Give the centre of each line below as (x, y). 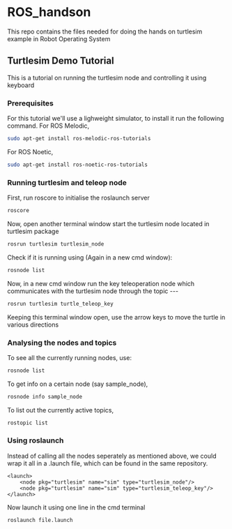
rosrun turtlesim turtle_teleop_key (60, 304)
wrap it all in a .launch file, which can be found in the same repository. (108, 463)
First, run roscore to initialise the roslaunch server (78, 198)
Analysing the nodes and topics (62, 343)
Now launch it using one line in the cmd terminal (76, 507)
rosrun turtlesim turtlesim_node (56, 244)
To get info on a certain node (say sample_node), (78, 384)
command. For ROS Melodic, (48, 126)
